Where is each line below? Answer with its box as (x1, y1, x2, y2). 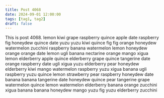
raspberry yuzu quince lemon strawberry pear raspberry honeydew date (5, 71, 154, 77)
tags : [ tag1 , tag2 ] (5, 16, 46, 21)
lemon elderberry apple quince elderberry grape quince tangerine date (5, 55, 151, 62)
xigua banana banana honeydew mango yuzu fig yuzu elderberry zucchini (5, 87, 158, 93)
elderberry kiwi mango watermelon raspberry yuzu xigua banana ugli (5, 66, 147, 72)
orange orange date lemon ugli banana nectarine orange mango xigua (5, 50, 149, 56)
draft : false (5, 21, 32, 26)
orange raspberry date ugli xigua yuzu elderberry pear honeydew (5, 61, 140, 67)
